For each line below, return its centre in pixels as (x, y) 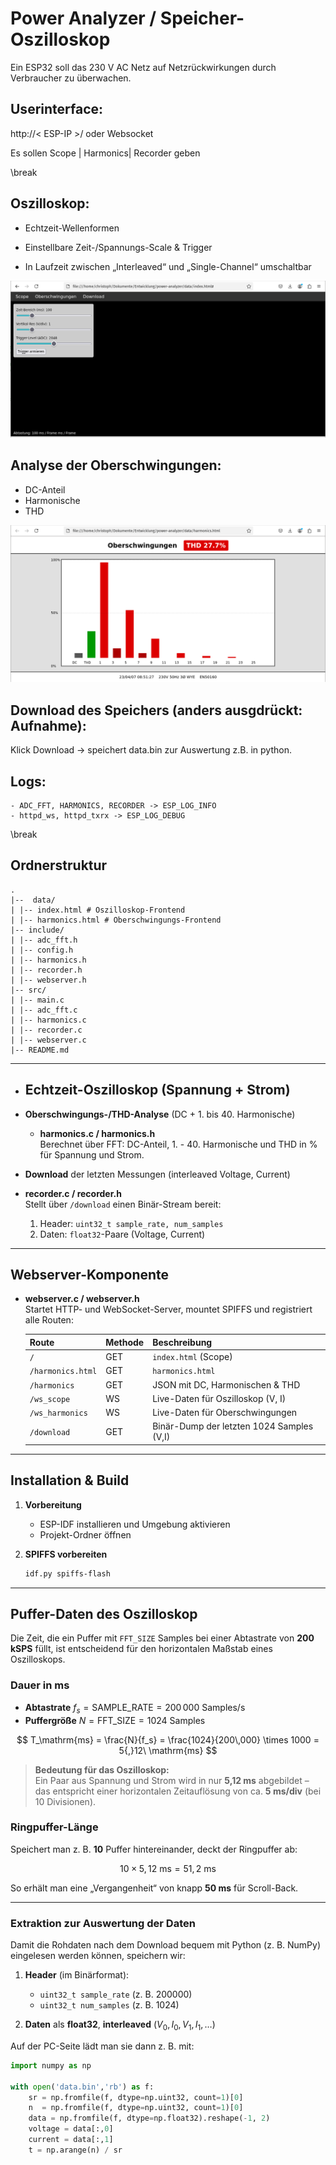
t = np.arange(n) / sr (75, 2150)
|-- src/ (28, 990)
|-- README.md (40, 1050)
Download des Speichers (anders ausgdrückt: (156, 710)
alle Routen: (49, 1320)
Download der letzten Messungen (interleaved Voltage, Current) (157, 1174)
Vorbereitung (53, 1504)
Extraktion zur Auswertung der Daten (103, 1923)
